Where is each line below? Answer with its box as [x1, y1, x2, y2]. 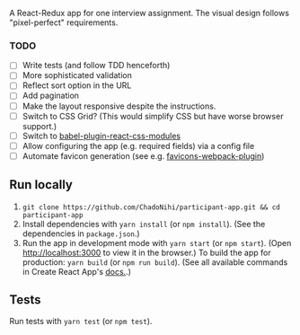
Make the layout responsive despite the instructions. [22, 101, 216, 111]
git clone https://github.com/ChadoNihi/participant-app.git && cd [22, 202, 280, 212]
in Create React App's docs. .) [22, 266, 132, 277]
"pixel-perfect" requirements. [9, 17, 119, 28]
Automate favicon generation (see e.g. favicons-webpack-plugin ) [22, 150, 265, 161]
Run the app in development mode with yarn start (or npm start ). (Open [22, 237, 292, 248]
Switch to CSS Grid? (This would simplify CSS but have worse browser [22, 110, 284, 121]
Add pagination [22, 90, 79, 101]
